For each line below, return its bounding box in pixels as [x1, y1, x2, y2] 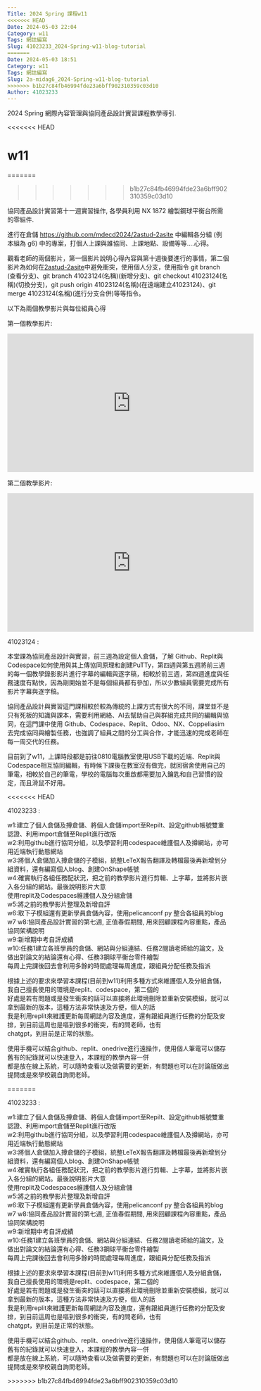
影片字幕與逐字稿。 [7, 687, 63, 696]
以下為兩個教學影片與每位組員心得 [7, 304, 106, 313]
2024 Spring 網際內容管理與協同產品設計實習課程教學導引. [7, 109, 177, 117]
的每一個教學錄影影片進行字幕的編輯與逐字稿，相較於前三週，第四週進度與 [7, 670, 223, 678]
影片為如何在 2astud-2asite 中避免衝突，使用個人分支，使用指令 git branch [7, 263, 220, 272]
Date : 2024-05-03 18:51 [7, 56, 77, 63]
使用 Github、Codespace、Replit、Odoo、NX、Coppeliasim [50, 720, 225, 728]
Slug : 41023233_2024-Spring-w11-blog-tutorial [7, 43, 146, 50]
